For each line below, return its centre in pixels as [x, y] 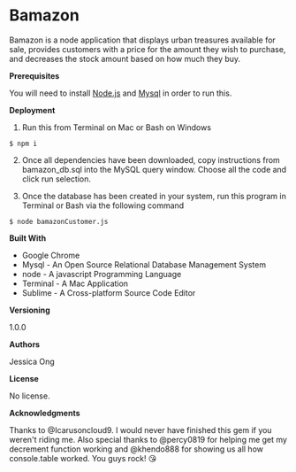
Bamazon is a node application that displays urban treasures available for [142, 40]
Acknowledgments [45, 413]
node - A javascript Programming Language [102, 274]
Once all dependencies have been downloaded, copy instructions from [151, 159]
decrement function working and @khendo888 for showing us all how [136, 449]
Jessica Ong [32, 361]
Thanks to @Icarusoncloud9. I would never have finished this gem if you [140, 429]
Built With [28, 238]
